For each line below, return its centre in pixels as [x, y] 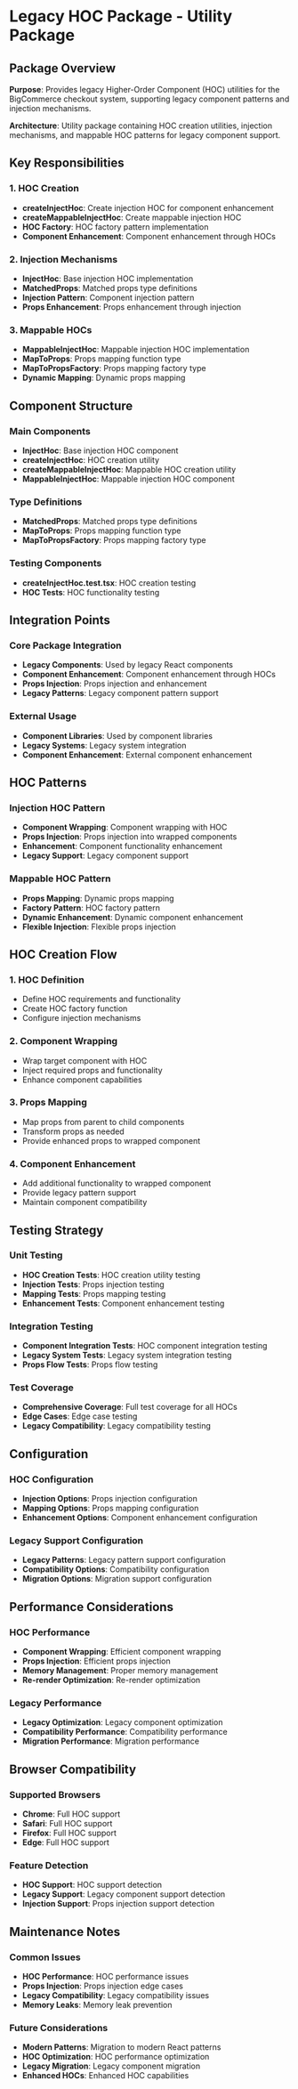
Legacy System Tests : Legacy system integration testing [127, 1356]
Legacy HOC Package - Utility [121, 16]
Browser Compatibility [72, 1769]
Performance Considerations [91, 1607]
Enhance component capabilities [82, 1080]
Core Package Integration [65, 645]
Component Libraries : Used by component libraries [117, 735]
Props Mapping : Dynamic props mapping [98, 898]
